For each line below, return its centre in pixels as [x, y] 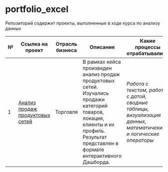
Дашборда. [96, 162]
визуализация [144, 115]
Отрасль [66, 44]
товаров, [93, 112]
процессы [148, 47]
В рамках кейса [101, 62]
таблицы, [138, 109]
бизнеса [66, 50]
